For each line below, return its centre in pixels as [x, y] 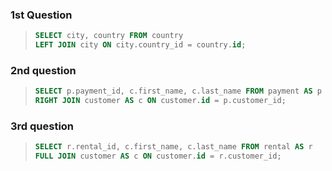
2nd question [43, 70]
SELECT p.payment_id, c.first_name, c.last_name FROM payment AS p [178, 91]
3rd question [42, 126]
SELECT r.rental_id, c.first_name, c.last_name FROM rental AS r [173, 147]
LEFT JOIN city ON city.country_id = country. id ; [140, 45]
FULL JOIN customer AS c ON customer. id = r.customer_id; [158, 156]
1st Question [41, 15]
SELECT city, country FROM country [109, 36]
